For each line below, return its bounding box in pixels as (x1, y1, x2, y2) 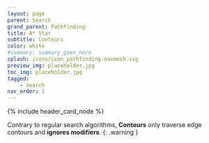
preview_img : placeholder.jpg (7, 62, 95, 69)
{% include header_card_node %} (7, 107, 104, 116)
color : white (7, 43, 45, 50)
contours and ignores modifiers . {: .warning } (7, 128, 139, 137)
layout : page (7, 10, 45, 17)
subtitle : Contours (7, 36, 64, 43)
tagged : (7, 75, 30, 82)
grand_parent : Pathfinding (7, 23, 86, 30)
